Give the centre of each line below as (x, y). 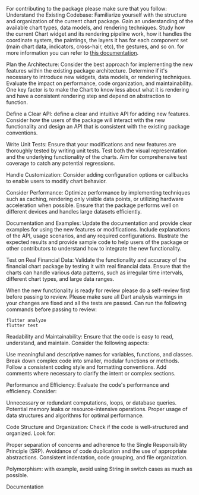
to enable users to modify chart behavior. (56, 181)
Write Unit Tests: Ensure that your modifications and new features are (91, 144)
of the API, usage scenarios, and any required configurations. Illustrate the (97, 236)
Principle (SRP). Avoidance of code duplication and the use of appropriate (97, 451)
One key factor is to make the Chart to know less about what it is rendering (98, 90)
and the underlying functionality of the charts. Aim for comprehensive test (97, 157)
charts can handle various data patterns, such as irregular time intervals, (95, 272)
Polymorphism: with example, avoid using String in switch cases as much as (99, 469)
